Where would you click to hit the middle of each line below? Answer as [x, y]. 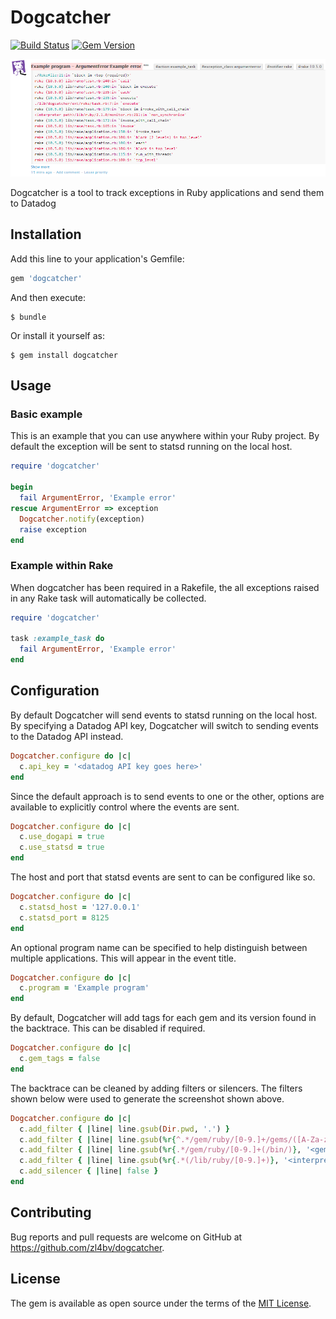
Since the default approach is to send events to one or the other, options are [167, 796]
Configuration [55, 691]
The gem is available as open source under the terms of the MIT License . [161, 1303]
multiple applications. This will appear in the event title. [123, 958]
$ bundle [28, 317]
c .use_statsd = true [62, 847]
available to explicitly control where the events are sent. [125, 807]
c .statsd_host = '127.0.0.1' [80, 907]
